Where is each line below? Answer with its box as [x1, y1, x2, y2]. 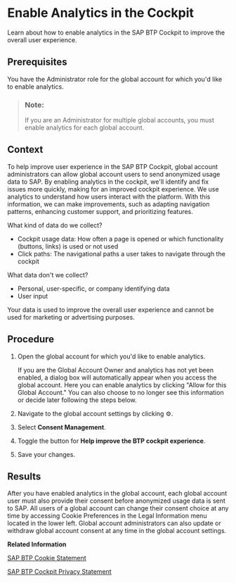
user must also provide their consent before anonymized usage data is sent [7, 496, 226, 505]
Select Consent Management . [17, 422, 107, 431]
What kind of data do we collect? [7, 220, 103, 230]
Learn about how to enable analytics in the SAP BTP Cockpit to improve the [7, 28, 225, 37]
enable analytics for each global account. [24, 123, 145, 132]
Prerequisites [7, 56, 67, 68]
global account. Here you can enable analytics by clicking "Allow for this [17, 380, 227, 389]
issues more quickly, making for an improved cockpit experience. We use [7, 184, 219, 193]
